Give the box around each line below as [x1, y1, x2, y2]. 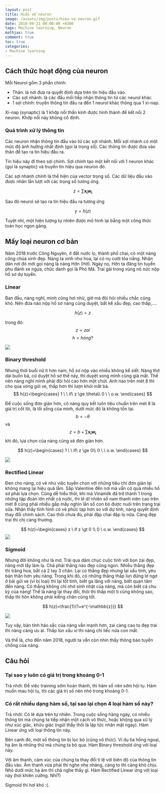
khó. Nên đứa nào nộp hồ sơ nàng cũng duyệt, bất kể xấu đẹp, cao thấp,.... [5, 300, 157, 306]
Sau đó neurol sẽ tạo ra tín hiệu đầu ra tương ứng [5, 198, 105, 205]
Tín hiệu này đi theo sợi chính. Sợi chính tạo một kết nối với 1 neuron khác [5, 158, 154, 164]
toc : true [5, 39, 26, 44]
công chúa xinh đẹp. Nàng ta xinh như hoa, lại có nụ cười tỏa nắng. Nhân [5, 256, 153, 262]
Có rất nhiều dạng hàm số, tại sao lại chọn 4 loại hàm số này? [5, 700, 154, 707]
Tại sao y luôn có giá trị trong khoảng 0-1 [5, 672, 104, 679]
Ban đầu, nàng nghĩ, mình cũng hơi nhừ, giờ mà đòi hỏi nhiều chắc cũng [5, 295, 151, 301]
